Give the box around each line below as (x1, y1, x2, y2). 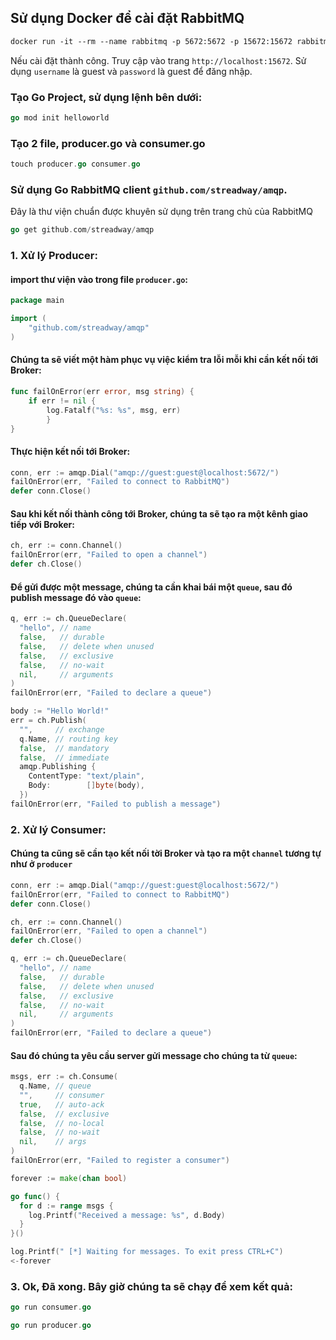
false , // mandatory (19, 743, 110, 753)
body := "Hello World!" (10, 706, 110, 716)
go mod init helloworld (10, 112, 110, 123)
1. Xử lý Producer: (10, 249, 98, 263)
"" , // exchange (19, 724, 105, 735)
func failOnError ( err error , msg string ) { (10, 387, 195, 397)
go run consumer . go (10, 1302, 92, 1313)
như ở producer (10, 858, 73, 870)
